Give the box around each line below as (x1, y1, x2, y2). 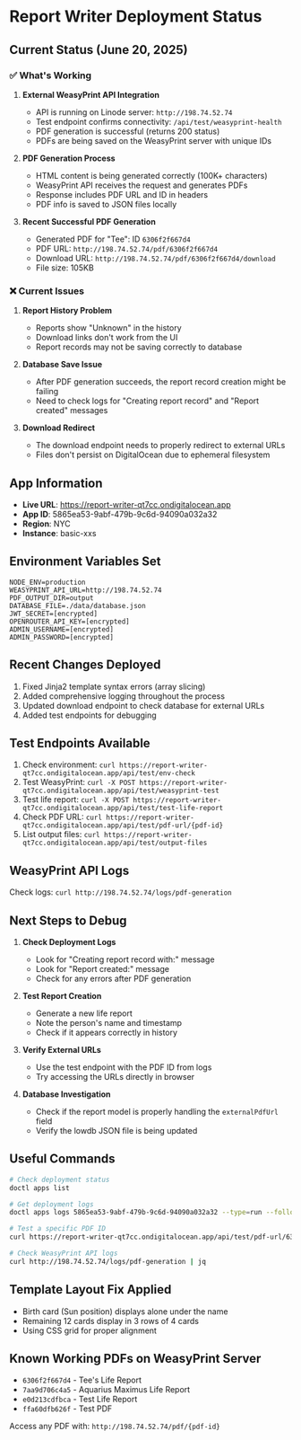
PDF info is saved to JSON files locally (35, 199, 177, 209)
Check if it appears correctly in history (35, 1027, 177, 1038)
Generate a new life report (35, 1008, 133, 1019)
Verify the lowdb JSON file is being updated (35, 1126, 198, 1136)
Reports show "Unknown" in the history (35, 322, 182, 333)
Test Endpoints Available (9, 736, 150, 751)
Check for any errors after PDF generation (35, 973, 192, 985)
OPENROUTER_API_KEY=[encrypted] (9, 617, 130, 626)
